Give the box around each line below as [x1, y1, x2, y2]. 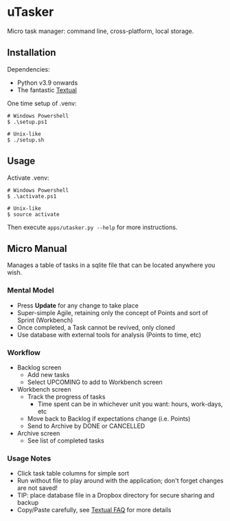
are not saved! [16, 484, 58, 492]
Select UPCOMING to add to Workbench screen [27, 378, 163, 386]
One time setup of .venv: [7, 99, 77, 107]
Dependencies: [7, 65, 50, 73]
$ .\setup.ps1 [7, 118, 48, 125]
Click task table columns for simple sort [16, 469, 129, 478]
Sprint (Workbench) [16, 316, 73, 324]
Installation [7, 47, 56, 59]
